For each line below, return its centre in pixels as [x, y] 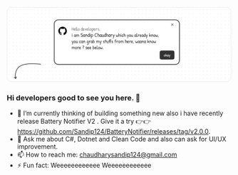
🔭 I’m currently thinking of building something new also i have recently [120, 113]
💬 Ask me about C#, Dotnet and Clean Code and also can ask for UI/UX [121, 139]
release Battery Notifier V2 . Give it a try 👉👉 [84, 122]
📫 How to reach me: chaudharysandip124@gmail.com [97, 155]
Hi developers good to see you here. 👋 [73, 97]
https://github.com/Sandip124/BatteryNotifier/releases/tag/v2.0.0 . [114, 132]
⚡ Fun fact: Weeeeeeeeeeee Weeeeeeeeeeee [84, 165]
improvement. [37, 147]
